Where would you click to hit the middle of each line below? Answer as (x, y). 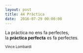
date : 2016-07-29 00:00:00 (34, 19)
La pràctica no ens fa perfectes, (37, 33)
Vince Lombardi (18, 47)
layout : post (18, 10)
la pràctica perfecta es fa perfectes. (42, 38)
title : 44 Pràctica (25, 14)
